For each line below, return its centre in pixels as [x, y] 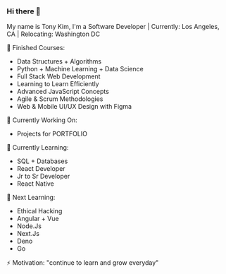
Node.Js [29, 226]
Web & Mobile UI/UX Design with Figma [74, 107]
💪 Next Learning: [31, 198]
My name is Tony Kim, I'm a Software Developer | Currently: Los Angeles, [113, 27]
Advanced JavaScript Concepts [63, 92]
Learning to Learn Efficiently [58, 84]
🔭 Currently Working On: [42, 120]
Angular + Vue [38, 219]
